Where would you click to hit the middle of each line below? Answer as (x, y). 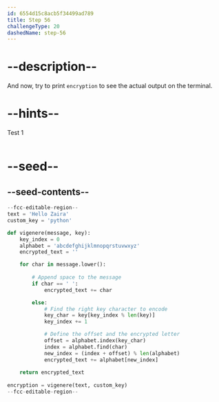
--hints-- (33, 114)
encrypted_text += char (78, 290)
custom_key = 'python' (40, 220)
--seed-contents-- (48, 192)
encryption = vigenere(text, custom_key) (67, 385)
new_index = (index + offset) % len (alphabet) (112, 353)
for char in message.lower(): (63, 265)
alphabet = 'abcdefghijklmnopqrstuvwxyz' (80, 246)
